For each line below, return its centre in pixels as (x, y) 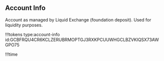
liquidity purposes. (24, 25)
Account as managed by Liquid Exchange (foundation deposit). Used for (78, 20)
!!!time (12, 54)
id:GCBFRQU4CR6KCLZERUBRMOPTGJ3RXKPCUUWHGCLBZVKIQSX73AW (82, 40)
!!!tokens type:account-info (32, 34)
